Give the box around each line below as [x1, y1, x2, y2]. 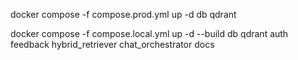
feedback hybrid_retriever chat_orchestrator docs [10, 39, 215, 50]
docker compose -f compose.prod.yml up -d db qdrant [10, 9, 237, 20]
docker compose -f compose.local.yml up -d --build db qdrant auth [10, 28, 289, 39]
